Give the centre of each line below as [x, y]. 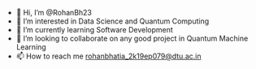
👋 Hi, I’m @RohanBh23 [54, 13]
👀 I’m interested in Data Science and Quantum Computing [113, 21]
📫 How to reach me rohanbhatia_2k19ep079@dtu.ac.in [108, 56]
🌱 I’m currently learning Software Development [94, 30]
